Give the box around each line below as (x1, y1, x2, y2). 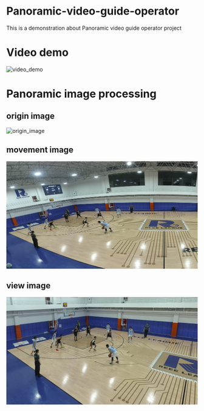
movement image (6, 144, 74, 155)
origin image (6, 111, 55, 121)
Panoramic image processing (6, 87, 157, 101)
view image (6, 280, 51, 291)
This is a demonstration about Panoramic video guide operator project (6, 24, 182, 32)
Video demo (6, 46, 69, 59)
